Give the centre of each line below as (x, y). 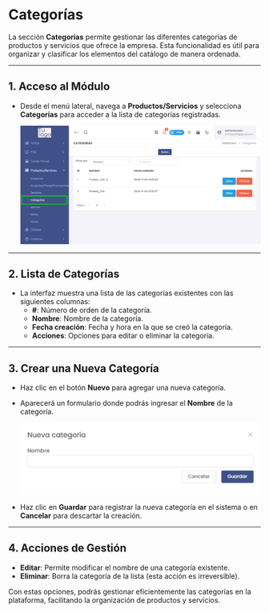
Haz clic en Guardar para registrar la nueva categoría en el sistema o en (139, 507)
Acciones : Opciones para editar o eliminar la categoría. (123, 336)
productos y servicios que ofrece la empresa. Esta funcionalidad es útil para (134, 45)
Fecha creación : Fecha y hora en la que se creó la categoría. (132, 327)
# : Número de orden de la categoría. (92, 311)
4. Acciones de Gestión (67, 549)
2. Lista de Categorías (64, 274)
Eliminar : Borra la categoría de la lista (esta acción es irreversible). (130, 576)
